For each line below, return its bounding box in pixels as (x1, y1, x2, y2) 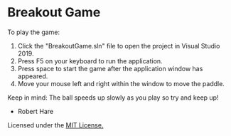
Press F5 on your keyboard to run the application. (17, 56, 163, 65)
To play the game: (7, 28, 60, 36)
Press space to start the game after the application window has (17, 64, 203, 73)
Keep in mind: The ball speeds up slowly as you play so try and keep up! (7, 93, 219, 102)
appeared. (17, 72, 48, 80)
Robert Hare (17, 107, 54, 115)
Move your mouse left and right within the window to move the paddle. (17, 79, 225, 88)
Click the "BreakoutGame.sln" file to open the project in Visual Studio (17, 41, 220, 50)
